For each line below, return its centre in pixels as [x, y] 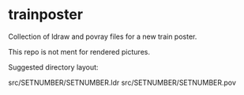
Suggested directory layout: [53, 67]
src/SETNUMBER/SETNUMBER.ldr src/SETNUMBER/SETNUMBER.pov [122, 82]
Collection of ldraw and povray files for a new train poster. [103, 36]
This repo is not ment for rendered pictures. [79, 51]
